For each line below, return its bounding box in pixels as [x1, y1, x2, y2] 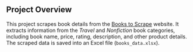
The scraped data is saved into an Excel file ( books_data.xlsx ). [6, 39, 160, 46]
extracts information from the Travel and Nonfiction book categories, [6, 27, 175, 34]
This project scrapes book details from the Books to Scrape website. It [6, 20, 179, 27]
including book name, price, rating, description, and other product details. [6, 32, 188, 40]
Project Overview [6, 5, 72, 15]
